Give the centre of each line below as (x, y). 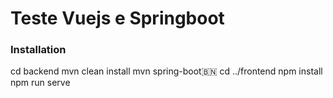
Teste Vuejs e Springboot (117, 18)
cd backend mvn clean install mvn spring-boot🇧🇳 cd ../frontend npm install (166, 71)
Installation (38, 50)
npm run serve (40, 83)
